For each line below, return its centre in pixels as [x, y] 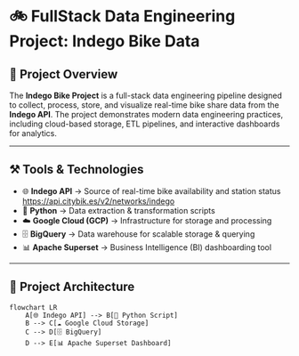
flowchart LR [33, 307]
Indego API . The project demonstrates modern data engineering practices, [146, 114]
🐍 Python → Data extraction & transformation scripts [118, 210]
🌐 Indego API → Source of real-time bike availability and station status [151, 190]
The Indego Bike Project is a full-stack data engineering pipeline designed [146, 95]
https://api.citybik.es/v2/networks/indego [98, 201]
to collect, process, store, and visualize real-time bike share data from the [144, 105]
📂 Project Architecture [72, 287]
